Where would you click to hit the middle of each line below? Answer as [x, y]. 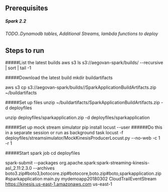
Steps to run [25, 51]
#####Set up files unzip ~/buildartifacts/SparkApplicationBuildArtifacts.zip [83, 103]
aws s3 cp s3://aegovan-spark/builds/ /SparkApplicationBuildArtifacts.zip [81, 87]
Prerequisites [27, 8]
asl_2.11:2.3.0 [19, 168]
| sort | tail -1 [18, 68]
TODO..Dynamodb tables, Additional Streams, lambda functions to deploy [82, 34]
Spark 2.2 [16, 21]
